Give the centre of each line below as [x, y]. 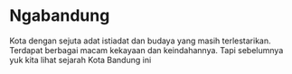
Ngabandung [60, 16]
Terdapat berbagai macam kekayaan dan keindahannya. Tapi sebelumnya [146, 50]
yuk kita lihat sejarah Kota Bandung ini [80, 60]
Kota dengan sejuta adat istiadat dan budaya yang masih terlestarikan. [140, 41]
